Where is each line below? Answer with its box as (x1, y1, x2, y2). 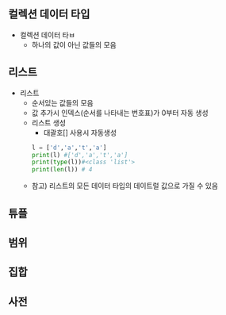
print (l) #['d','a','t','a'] (31, 151, 128, 159)
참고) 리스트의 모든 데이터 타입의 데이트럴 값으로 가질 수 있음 (31, 181, 219, 190)
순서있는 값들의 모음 (31, 98, 94, 107)
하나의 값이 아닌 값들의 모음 (31, 40, 117, 49)
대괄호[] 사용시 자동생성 (43, 128, 117, 137)
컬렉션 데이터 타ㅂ (19, 30, 75, 40)
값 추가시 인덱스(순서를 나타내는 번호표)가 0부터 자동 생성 (31, 108, 209, 117)
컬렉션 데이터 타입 (8, 7, 90, 21)
